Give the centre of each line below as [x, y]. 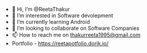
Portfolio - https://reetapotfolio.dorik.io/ [60, 43]
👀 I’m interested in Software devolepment [62, 15]
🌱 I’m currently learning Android [51, 22]
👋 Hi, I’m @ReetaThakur [41, 9]
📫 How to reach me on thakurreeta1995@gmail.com [76, 35]
